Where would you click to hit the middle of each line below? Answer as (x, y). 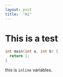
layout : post (18, 10)
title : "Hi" (18, 14)
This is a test (31, 38)
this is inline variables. (29, 70)
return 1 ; (19, 56)
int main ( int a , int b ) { (31, 51)
